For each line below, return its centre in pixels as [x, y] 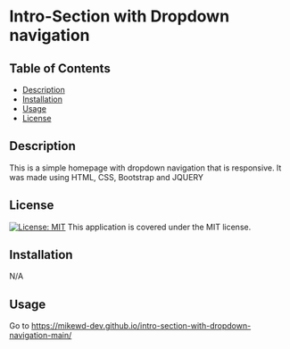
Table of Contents [60, 68]
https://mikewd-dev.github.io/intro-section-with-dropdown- [141, 326]
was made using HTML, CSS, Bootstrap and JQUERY [106, 177]
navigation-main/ [41, 336]
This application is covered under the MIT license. [159, 227]
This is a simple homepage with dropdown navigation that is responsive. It [145, 168]
